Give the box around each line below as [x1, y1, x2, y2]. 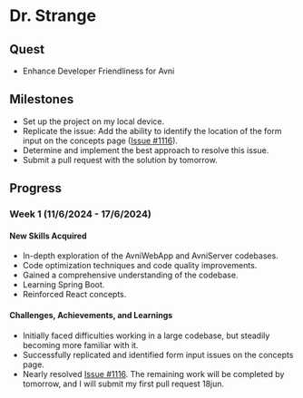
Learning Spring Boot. [22, 279, 105, 290]
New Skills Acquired [9, 230, 88, 241]
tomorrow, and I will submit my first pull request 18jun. [22, 378, 225, 389]
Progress [9, 180, 62, 196]
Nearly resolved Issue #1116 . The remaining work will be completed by [22, 368, 285, 379]
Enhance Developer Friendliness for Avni [22, 65, 175, 76]
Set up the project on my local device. [22, 115, 165, 127]
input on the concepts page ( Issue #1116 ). [22, 135, 179, 146]
